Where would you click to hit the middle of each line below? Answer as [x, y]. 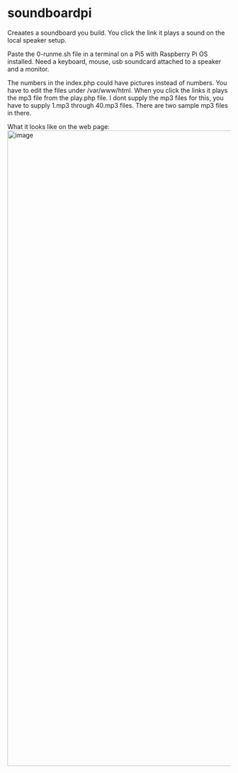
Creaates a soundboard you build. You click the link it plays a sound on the [116, 33]
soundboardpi [50, 13]
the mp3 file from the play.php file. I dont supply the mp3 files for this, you [116, 98]
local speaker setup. [37, 40]
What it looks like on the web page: [58, 126]
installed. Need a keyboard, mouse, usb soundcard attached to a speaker [114, 61]
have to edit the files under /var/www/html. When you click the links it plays [118, 90]
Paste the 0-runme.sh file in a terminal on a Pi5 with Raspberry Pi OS [108, 54]
